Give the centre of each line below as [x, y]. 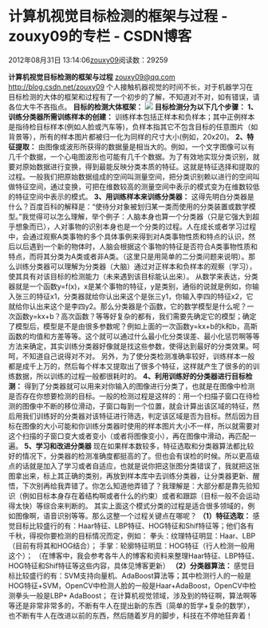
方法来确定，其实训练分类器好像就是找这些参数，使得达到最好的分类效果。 [130, 346]
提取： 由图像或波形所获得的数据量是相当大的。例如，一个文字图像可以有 [135, 146]
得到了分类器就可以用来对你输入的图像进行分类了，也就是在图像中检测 [139, 386]
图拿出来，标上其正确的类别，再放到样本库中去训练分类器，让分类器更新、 [130, 476]
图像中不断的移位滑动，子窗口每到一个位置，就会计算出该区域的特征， [137, 406]
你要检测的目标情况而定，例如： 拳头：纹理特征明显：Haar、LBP [149, 535]
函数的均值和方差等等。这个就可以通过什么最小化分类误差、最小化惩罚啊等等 [134, 336]
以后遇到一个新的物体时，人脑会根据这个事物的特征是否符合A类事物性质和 [136, 246]
